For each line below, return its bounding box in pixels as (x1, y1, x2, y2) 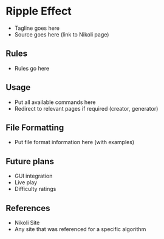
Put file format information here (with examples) (14, 139, 135, 146)
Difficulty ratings (14, 185, 56, 193)
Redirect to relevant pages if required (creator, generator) (14, 105, 159, 112)
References (5, 203, 50, 213)
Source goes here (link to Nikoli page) (14, 30, 109, 38)
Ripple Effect (5, 4, 72, 18)
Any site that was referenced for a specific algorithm (14, 226, 146, 232)
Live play (14, 179, 38, 186)
